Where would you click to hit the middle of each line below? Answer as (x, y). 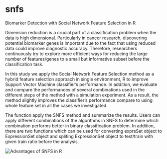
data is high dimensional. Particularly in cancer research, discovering (76, 38)
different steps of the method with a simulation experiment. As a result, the (82, 95)
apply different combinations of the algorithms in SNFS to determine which (82, 120)
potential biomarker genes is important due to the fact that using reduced (81, 43)
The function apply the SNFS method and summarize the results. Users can (83, 115)
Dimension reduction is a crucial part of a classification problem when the (81, 32)
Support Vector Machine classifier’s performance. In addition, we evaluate (81, 84)
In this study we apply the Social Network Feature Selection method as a (80, 74)
